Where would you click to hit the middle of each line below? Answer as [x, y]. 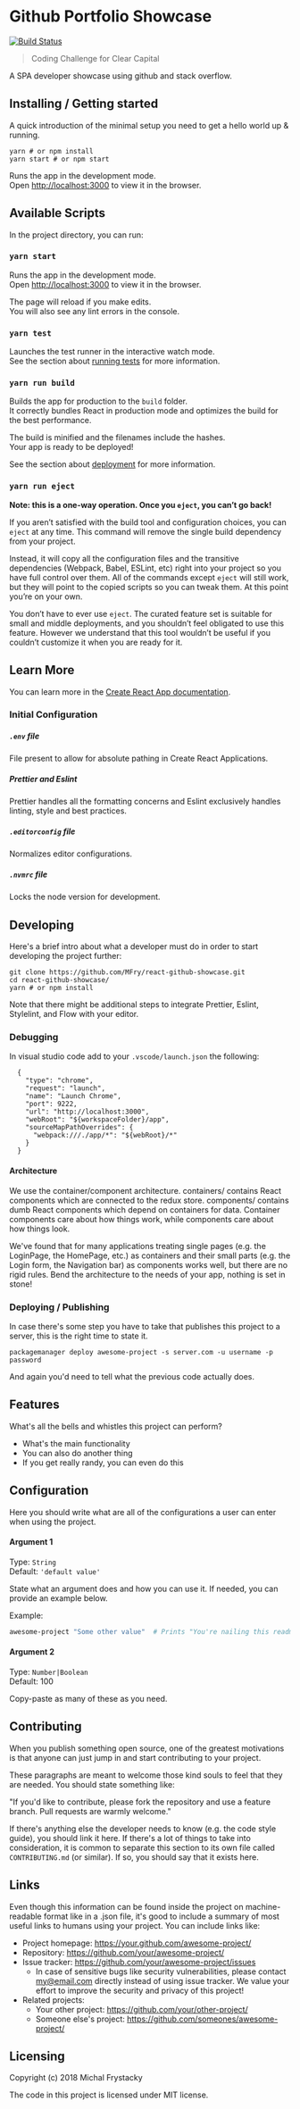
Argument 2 [32, 1652]
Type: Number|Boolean [49, 1671]
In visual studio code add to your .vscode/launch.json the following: [134, 1056]
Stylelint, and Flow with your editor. [74, 1014]
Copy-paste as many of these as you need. [88, 1698]
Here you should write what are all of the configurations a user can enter [143, 1512]
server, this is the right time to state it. [79, 1336]
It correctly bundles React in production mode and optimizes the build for [144, 411]
